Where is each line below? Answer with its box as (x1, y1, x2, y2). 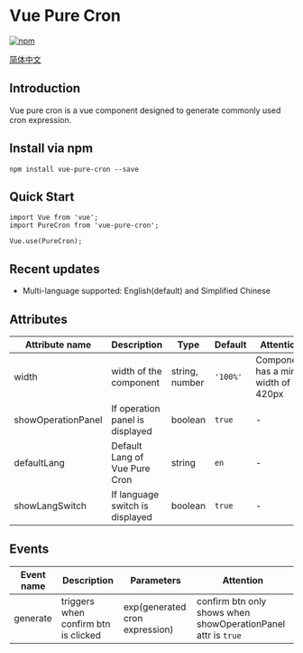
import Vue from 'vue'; (9, 213, 99, 222)
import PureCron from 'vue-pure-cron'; (9, 221, 160, 231)
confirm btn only (197, 594, 267, 607)
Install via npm (9, 141, 93, 156)
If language (111, 488, 160, 500)
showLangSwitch (14, 499, 87, 512)
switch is (111, 499, 149, 512)
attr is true (197, 629, 242, 641)
